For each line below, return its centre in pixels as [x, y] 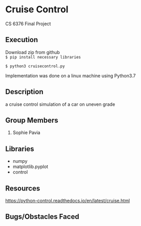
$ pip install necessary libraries [43, 57]
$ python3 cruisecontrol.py [35, 66]
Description [24, 92]
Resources [23, 188]
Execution [22, 40]
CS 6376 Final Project [28, 24]
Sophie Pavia [27, 133]
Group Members [32, 120]
